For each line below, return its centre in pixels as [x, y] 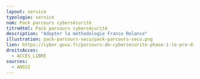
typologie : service [30, 17]
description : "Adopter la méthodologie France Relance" [77, 34]
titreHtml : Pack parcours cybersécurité [57, 28]
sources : [17, 61]
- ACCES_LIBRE [29, 56]
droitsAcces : [22, 50]
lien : [13, 45]
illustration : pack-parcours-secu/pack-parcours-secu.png [79, 39]
